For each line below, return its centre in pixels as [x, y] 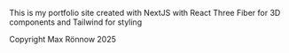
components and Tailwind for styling [76, 22]
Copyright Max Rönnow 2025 [63, 39]
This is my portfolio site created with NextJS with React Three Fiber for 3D [145, 13]
